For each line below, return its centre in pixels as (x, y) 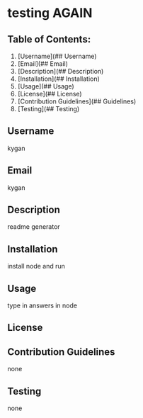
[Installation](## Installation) (59, 79)
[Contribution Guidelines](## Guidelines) (77, 101)
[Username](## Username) (57, 56)
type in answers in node (42, 305)
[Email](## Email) (43, 64)
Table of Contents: (49, 39)
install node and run (36, 266)
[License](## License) (50, 94)
